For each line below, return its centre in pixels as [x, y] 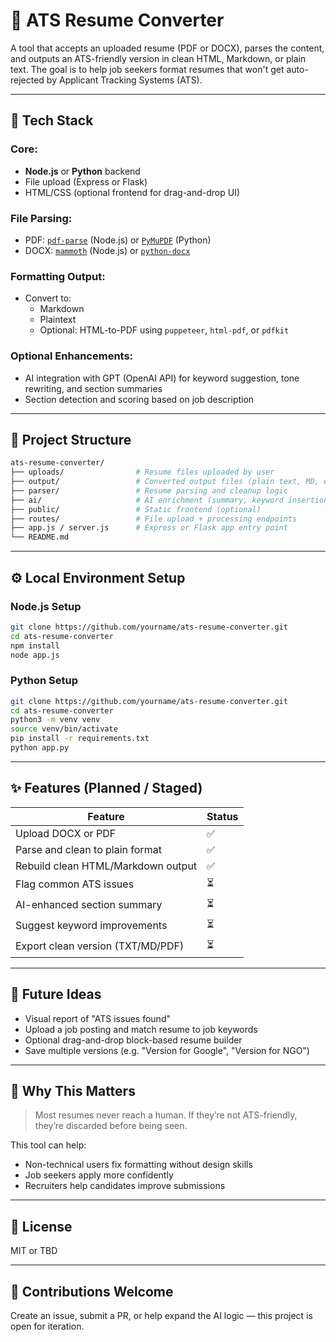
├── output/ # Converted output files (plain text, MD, [165, 482]
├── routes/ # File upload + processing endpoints [154, 519]
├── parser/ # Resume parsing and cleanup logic [149, 490]
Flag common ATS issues [75, 884]
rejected [27, 80]
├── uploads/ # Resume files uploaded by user [142, 472]
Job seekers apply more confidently [99, 1175]
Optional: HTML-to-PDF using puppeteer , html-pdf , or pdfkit [164, 330]
